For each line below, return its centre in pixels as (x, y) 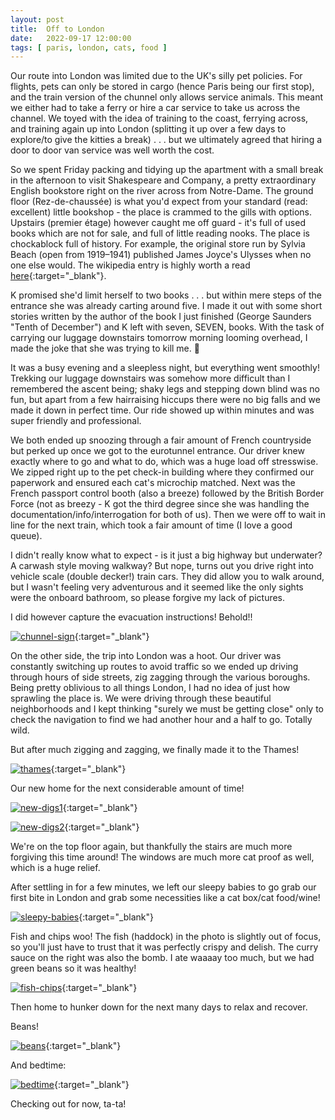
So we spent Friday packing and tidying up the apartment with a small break (167, 170)
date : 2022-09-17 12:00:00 (71, 38)
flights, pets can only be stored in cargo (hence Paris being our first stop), (162, 87)
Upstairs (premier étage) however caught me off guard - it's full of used (158, 223)
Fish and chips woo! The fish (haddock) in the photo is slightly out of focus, (166, 937)
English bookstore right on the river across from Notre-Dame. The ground (162, 191)
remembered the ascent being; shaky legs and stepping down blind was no (165, 389)
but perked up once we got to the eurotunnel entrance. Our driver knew (157, 451)
